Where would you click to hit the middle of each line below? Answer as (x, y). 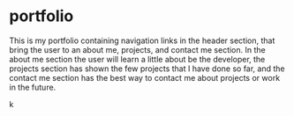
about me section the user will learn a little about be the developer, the (137, 59)
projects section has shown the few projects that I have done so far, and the (147, 69)
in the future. (33, 87)
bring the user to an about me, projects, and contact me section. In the (138, 49)
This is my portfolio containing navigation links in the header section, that (142, 40)
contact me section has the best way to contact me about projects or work (145, 77)
